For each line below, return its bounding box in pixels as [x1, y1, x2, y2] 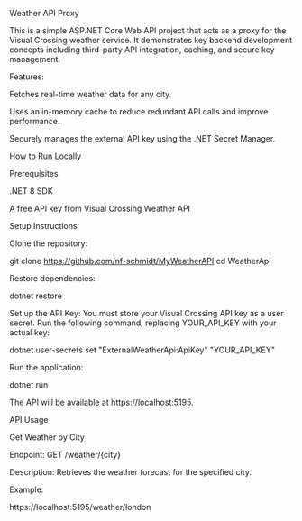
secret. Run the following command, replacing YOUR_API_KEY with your [9, 317, 277, 328]
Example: [9, 484, 44, 495]
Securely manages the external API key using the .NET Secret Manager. [9, 133, 276, 143]
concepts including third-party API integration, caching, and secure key [9, 44, 275, 55]
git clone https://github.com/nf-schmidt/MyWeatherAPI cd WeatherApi [9, 256, 271, 266]
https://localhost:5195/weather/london [9, 502, 151, 512]
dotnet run [9, 379, 49, 390]
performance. [9, 116, 60, 126]
